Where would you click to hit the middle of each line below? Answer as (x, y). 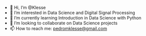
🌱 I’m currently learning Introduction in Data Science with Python (75, 18)
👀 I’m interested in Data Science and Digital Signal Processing (73, 13)
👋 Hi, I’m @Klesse (28, 8)
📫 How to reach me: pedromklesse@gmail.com (58, 28)
